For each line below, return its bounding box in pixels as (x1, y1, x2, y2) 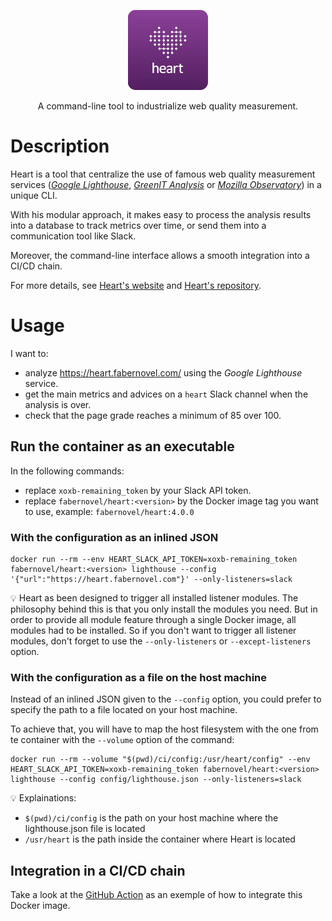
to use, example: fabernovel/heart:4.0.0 (24, 505, 195, 517)
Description (10, 135, 110, 158)
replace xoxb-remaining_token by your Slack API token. (24, 484, 252, 496)
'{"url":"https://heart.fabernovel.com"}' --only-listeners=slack (10, 574, 293, 584)
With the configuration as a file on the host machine (10, 670, 268, 684)
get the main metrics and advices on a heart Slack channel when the (24, 388, 309, 400)
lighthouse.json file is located (24, 823, 146, 835)
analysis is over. (24, 398, 92, 410)
